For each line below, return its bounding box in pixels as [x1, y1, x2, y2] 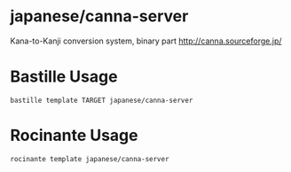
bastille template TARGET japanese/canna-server [10, 96, 193, 105]
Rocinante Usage [10, 126, 138, 145]
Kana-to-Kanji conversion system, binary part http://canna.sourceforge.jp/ [10, 35, 282, 46]
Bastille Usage [10, 66, 118, 87]
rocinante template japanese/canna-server [10, 154, 169, 163]
